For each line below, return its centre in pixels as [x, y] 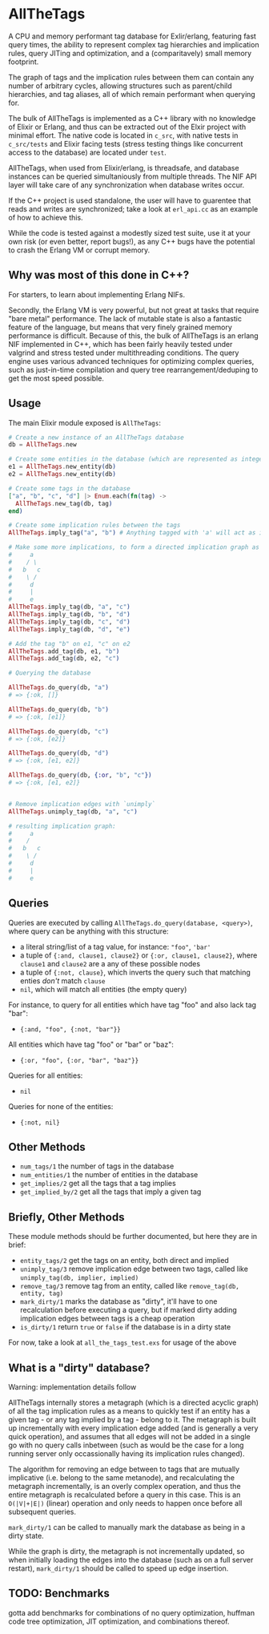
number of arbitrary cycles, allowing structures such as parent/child [120, 86]
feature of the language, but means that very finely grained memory [120, 327]
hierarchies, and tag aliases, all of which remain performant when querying [132, 94]
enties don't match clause [62, 980]
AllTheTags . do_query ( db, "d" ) [59, 753]
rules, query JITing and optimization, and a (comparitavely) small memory [130, 53]
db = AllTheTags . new [43, 445]
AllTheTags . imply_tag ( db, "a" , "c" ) [69, 607]
